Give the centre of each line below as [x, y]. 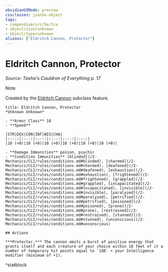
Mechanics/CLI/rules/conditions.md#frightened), [58, 179]
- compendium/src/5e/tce [32, 24]
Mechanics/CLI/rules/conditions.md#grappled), [56, 183]
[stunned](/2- [128, 215]
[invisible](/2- [137, 188]
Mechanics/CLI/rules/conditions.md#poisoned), [56, 206]
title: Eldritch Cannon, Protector [43, 107]
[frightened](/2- [131, 175]
